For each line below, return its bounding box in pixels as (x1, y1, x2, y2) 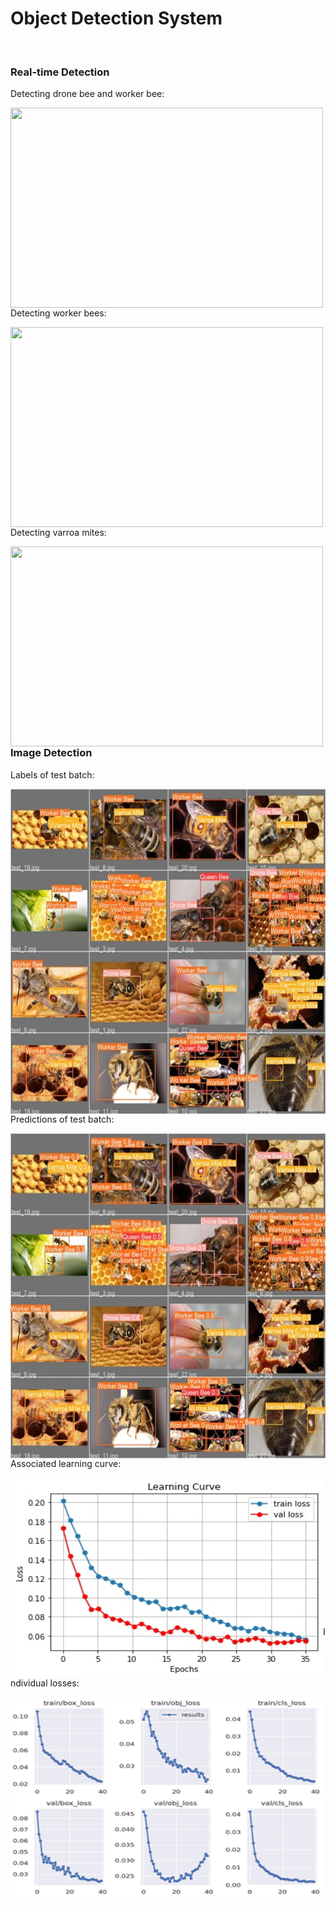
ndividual (10, 1677, 48, 1689)
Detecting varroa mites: (10, 527, 107, 539)
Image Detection (10, 746, 93, 760)
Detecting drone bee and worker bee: (10, 88, 165, 100)
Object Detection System (10, 7, 223, 30)
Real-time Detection (10, 65, 110, 79)
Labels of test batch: (10, 768, 95, 781)
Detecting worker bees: (10, 307, 107, 319)
